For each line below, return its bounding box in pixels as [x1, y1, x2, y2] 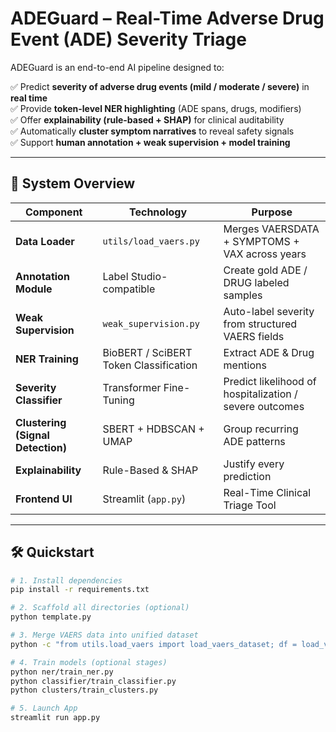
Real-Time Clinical [223, 485, 312, 499]
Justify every [223, 457, 285, 471]
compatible [102, 282, 156, 296]
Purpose [251, 205, 293, 219]
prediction [223, 469, 272, 483]
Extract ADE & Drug [223, 345, 315, 359]
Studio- [130, 269, 168, 283]
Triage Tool [223, 498, 277, 512]
